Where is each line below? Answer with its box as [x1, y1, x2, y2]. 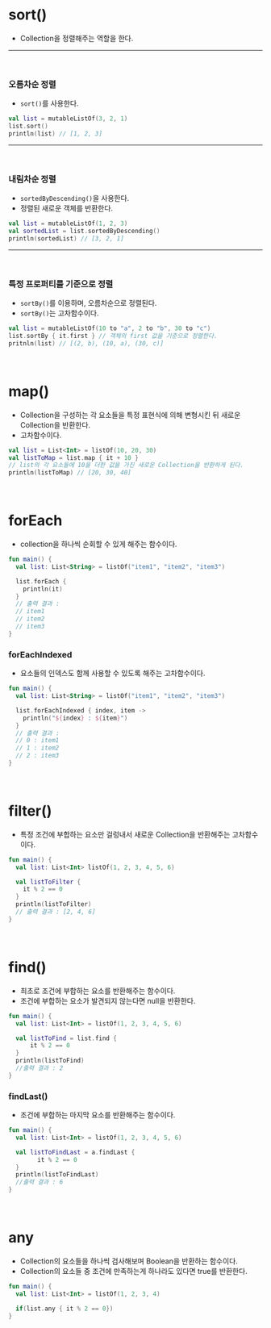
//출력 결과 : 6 [15, 1178, 64, 1187]
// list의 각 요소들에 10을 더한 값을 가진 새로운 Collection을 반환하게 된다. [8, 461, 244, 470]
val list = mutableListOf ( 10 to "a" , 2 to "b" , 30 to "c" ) [8, 324, 211, 332]
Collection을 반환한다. [19, 420, 91, 429]
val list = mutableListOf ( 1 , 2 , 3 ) [8, 219, 128, 228]
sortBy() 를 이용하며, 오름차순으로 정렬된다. [19, 299, 157, 308]
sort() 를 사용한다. [19, 98, 79, 108]
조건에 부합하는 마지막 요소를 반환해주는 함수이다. [19, 1110, 176, 1120]
